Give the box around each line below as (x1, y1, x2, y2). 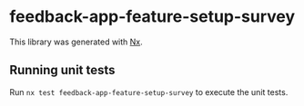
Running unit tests (9, 63, 116, 78)
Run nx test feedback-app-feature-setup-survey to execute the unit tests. (9, 86, 289, 97)
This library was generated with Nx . (9, 36, 143, 47)
